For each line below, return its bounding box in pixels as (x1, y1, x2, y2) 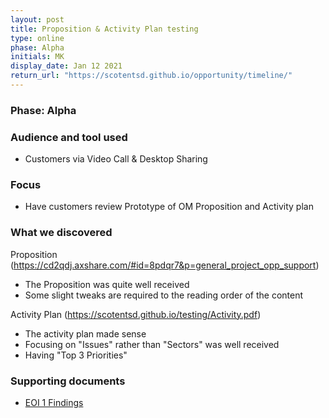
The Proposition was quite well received (24, 278, 190, 290)
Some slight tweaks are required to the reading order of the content (24, 289, 304, 301)
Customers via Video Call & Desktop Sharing (24, 153, 208, 165)
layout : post (10, 14, 65, 25)
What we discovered (10, 226, 113, 240)
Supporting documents (10, 374, 126, 388)
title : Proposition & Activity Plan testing (10, 24, 199, 34)
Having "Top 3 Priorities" (24, 349, 128, 361)
